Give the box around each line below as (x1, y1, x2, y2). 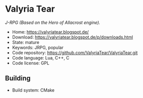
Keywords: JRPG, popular (12, 44, 64, 50)
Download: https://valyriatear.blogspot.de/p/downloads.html (12, 34, 133, 40)
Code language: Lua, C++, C (12, 55, 70, 60)
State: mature (12, 39, 40, 45)
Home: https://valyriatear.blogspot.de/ (12, 29, 89, 35)
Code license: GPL (12, 60, 50, 66)
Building (5, 74, 31, 82)
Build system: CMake (12, 87, 55, 93)
